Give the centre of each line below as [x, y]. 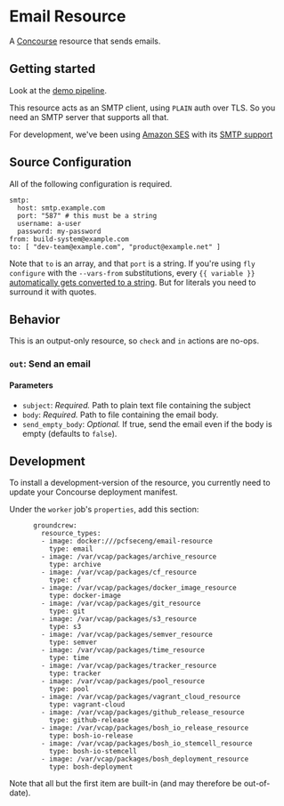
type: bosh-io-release [91, 736]
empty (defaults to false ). [69, 433]
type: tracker [75, 673]
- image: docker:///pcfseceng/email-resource [127, 541]
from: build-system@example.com [69, 239]
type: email [71, 549]
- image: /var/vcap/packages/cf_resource [119, 572]
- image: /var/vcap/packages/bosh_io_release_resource [145, 728]
